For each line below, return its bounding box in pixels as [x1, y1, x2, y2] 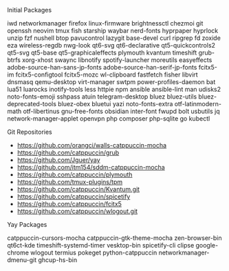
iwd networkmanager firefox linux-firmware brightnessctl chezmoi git [7, 19, 204, 27]
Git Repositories [7, 128, 53, 136]
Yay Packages [7, 221, 47, 228]
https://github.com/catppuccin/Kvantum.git [17, 185, 140, 193]
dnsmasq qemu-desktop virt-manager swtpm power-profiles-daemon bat [7, 78, 216, 86]
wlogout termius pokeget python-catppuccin [30, 248, 157, 257]
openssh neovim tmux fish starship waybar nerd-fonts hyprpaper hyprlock [7, 27, 219, 34]
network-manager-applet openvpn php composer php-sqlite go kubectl [7, 114, 210, 123]
